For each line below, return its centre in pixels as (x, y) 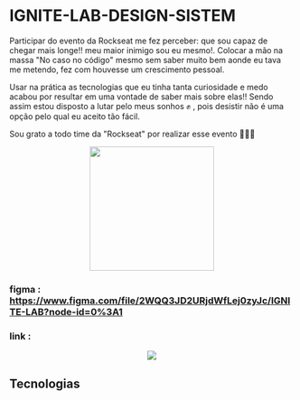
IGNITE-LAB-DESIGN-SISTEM (123, 16)
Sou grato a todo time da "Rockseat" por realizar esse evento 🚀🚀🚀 (132, 134)
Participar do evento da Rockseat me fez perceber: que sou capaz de (139, 41)
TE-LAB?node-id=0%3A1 (66, 312)
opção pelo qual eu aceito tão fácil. (75, 116)
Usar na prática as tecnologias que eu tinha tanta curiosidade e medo (139, 87)
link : (20, 336)
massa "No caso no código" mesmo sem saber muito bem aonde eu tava (145, 60)
